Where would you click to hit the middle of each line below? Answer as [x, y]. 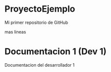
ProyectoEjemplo [40, 9]
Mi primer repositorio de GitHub [37, 22]
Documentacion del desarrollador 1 [40, 65]
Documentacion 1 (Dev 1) [55, 52]
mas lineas [15, 32]
